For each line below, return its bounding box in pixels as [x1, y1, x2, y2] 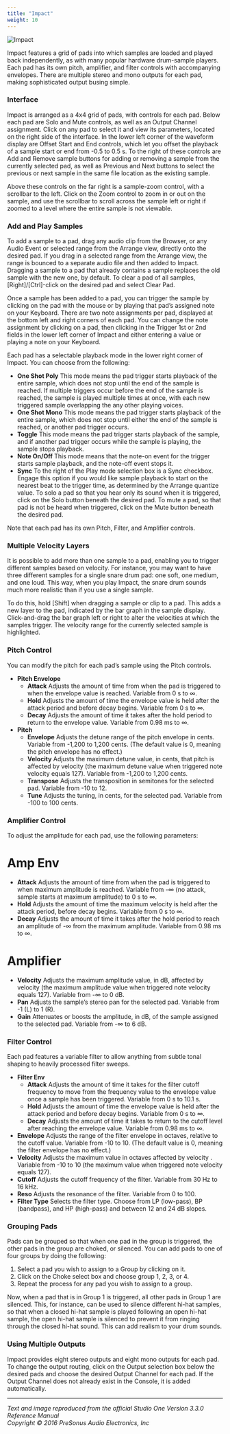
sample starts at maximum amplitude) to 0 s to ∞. [16, 893, 157, 901]
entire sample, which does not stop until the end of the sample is [16, 379, 200, 388]
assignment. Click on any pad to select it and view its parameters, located [7, 125, 216, 133]
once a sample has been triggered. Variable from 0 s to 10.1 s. [27, 1095, 201, 1103]
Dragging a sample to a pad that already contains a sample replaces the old [7, 266, 220, 275]
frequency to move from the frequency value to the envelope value [27, 1088, 216, 1096]
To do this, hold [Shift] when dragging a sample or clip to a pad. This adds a [7, 599, 221, 607]
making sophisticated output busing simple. [7, 78, 130, 86]
